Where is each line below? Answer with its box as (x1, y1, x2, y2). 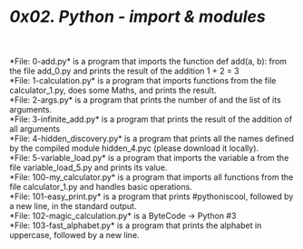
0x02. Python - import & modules (9, 6, 266, 27)
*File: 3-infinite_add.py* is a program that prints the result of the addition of (9, 114, 293, 124)
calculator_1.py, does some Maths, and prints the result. (9, 85, 217, 95)
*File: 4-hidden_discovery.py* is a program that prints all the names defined (9, 133, 295, 144)
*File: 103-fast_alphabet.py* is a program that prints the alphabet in (9, 220, 262, 231)
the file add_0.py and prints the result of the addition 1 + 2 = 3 (9, 65, 239, 76)
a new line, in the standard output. (9, 200, 137, 211)
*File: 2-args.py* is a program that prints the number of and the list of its (9, 94, 281, 105)
